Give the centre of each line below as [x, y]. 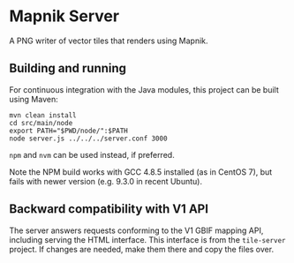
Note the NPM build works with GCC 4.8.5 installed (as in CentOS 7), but [141, 172]
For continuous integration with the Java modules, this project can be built [144, 89]
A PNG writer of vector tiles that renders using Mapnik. [109, 41]
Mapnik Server [64, 16]
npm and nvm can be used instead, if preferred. [92, 154]
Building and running [68, 68]
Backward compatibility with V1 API [109, 209]
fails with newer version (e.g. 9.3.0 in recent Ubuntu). [106, 181]
